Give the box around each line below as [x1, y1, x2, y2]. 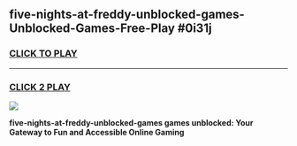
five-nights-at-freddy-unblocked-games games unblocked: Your [9, 117, 254, 127]
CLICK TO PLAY [9, 48, 78, 60]
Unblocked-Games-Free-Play [9, 21, 175, 36]
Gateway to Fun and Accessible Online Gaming [9, 127, 185, 137]
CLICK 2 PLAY [9, 81, 71, 93]
